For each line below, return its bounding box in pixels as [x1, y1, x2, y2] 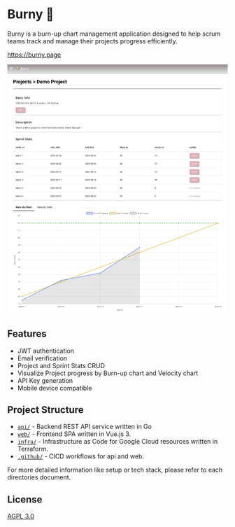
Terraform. [17, 444, 49, 454]
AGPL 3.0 [7, 512, 35, 521]
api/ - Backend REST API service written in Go [17, 423, 152, 431]
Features [7, 328, 47, 340]
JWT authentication [17, 346, 75, 355]
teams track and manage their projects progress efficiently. [7, 36, 178, 45]
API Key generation [17, 376, 73, 384]
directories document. [7, 473, 71, 482]
